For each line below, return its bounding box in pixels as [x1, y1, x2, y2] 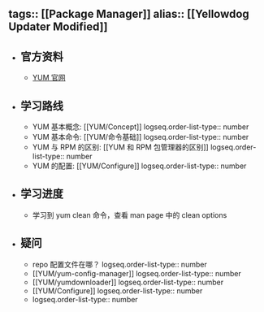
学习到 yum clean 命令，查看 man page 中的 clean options [32, 210, 227, 219]
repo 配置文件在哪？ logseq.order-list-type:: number [32, 259, 207, 269]
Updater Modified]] [8, 20, 108, 34]
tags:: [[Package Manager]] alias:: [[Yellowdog [8, 7, 249, 21]
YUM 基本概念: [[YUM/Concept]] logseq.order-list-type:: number [32, 122, 249, 132]
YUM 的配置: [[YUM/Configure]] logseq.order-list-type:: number [32, 161, 247, 171]
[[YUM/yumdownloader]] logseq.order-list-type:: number [32, 277, 224, 287]
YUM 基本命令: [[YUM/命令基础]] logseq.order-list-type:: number [32, 132, 249, 142]
